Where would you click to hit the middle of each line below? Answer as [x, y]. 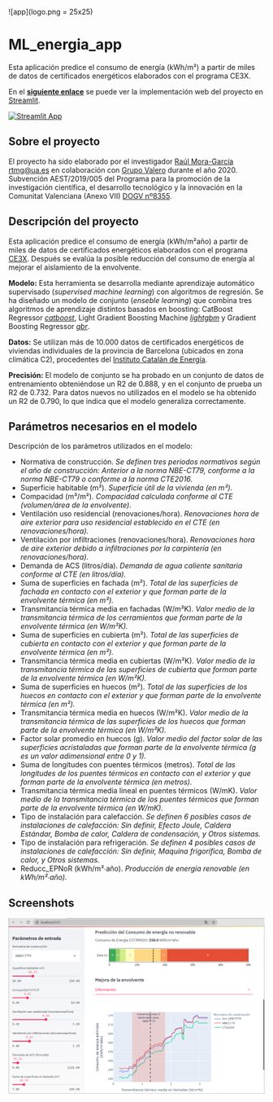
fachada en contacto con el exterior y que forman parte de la [123, 592]
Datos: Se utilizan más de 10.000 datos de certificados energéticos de [126, 342]
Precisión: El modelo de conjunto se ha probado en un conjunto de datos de [136, 375]
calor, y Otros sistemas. [60, 860]
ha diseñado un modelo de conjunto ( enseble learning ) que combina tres [130, 300]
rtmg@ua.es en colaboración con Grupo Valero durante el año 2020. [123, 169]
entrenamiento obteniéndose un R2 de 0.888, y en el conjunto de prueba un [135, 384]
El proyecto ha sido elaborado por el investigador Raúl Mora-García [121, 161]
